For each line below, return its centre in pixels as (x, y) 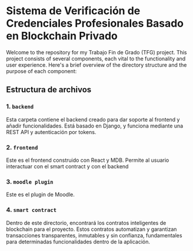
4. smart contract (31, 210)
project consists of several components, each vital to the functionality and (96, 58)
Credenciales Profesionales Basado (95, 23)
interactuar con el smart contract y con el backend (67, 166)
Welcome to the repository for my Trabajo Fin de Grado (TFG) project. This (96, 52)
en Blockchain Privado (62, 36)
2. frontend (22, 147)
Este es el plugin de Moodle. (41, 195)
